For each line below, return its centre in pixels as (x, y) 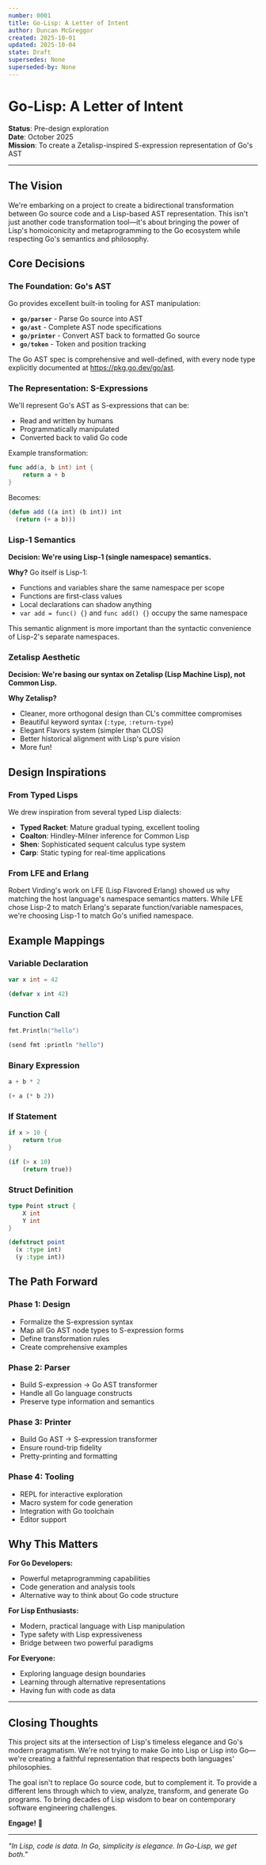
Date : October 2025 (41, 136)
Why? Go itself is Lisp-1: (48, 572)
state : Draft (30, 52)
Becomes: (25, 498)
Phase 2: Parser (39, 1367)
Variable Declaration (48, 963)
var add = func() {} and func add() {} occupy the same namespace (133, 613)
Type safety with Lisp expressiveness (81, 1634)
